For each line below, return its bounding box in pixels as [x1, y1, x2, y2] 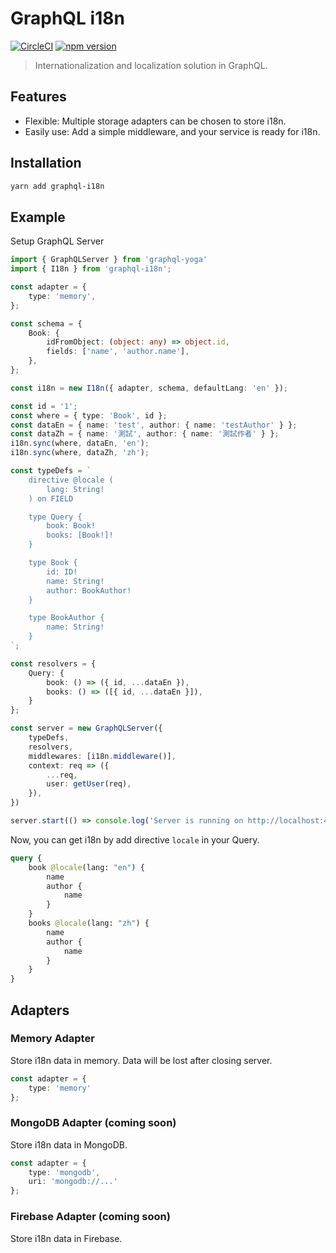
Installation [10, 155, 82, 172]
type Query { [28, 512, 83, 522]
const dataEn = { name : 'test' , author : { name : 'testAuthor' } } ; [10, 420, 298, 430]
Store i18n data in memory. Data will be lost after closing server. [10, 1054, 273, 1066]
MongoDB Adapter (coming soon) [10, 1116, 177, 1130]
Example [10, 208, 66, 226]
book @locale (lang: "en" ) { [28, 862, 145, 872]
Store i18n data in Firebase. [10, 1232, 123, 1244]
